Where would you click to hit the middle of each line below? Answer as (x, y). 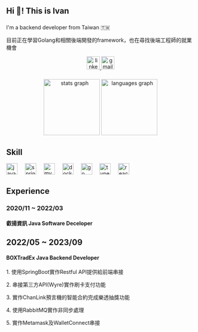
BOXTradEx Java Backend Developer (53, 257)
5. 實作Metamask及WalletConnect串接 (53, 322)
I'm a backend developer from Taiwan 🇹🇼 (58, 28)
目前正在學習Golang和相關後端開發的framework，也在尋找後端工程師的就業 (99, 40)
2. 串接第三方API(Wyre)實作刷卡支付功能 (56, 284)
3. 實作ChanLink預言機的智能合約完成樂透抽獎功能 (68, 297)
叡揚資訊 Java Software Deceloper (49, 223)
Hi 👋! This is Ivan (38, 11)
